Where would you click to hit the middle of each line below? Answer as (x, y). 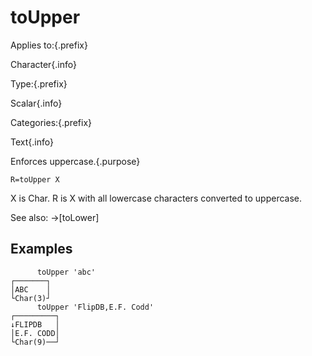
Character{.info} (44, 64)
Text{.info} (32, 142)
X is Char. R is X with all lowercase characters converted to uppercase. (156, 198)
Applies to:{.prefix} (49, 45)
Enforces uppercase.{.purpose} (75, 161)
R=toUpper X (35, 179)
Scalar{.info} (36, 103)
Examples (41, 249)
